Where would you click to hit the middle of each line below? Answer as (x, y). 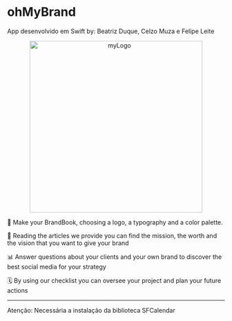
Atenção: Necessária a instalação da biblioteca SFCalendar (91, 310)
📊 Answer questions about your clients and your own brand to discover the (115, 257)
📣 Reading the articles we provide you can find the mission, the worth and (112, 235)
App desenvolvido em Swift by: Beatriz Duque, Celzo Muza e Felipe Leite (111, 31)
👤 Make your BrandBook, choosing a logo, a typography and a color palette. (115, 222)
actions (18, 290)
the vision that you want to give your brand (68, 243)
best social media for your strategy (57, 266)
